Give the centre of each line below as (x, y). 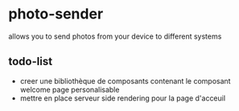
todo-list (31, 62)
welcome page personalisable (70, 89)
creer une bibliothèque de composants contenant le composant (125, 80)
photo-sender (56, 14)
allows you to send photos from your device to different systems (115, 36)
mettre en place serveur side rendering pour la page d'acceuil (123, 98)
